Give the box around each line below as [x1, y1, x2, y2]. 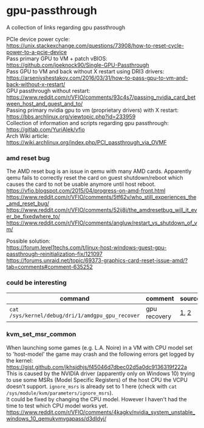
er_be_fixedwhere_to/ [6, 213, 61, 220]
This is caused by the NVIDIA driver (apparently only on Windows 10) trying [6, 370, 195, 377]
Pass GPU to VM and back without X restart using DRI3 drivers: [6, 67, 165, 75]
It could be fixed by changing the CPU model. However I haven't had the [6, 395, 187, 403]
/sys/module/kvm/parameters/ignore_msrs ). [6, 389, 114, 396]
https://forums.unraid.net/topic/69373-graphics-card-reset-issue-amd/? [6, 257, 188, 264]
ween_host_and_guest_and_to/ [6, 100, 83, 107]
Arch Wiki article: [6, 132, 50, 140]
